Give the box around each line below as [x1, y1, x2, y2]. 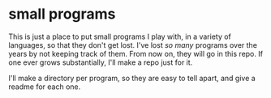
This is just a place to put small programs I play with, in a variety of [8, 32, 231, 41]
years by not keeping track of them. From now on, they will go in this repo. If [8, 49, 264, 58]
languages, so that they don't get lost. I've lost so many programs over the [8, 40, 258, 49]
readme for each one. [8, 82, 81, 92]
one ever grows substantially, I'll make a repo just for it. [8, 58, 193, 67]
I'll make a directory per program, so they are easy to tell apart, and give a [8, 73, 256, 83]
